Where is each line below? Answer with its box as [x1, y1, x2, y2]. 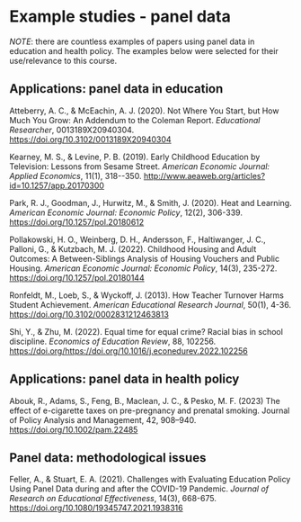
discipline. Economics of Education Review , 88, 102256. [9, 336, 217, 346]
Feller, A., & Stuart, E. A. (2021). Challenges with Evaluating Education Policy [9, 474, 291, 485]
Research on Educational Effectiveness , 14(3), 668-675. [9, 493, 217, 504]
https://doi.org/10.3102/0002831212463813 [9, 309, 169, 319]
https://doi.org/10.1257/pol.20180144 [9, 272, 146, 283]
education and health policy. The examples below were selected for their [9, 45, 279, 56]
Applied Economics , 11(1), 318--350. [9, 170, 142, 181]
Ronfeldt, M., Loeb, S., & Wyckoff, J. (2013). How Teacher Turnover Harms [9, 290, 285, 301]
